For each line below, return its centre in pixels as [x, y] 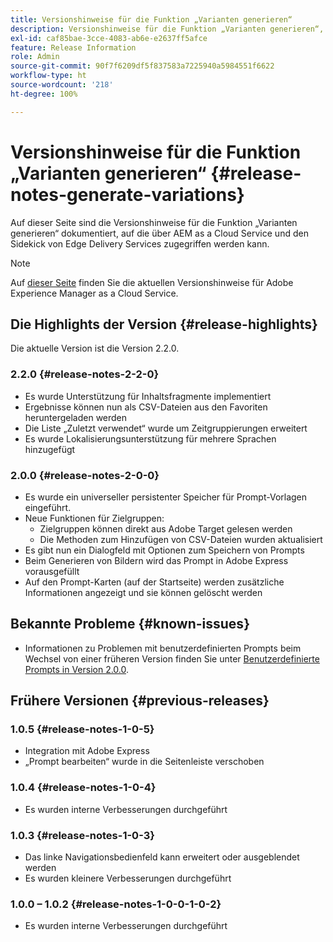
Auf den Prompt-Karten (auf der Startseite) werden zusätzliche [154, 582]
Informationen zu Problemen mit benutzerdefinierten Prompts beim [163, 648]
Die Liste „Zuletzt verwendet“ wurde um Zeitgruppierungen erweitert [166, 428]
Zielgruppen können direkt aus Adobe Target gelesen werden [166, 528]
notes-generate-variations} [127, 194]
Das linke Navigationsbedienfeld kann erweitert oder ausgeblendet [162, 857]
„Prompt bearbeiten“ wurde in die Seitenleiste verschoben [144, 762]
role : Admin [35, 57]
